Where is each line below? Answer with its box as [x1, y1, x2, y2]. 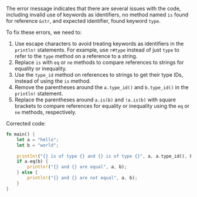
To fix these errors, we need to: [6, 29, 82, 36]
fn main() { [6, 131, 35, 137]
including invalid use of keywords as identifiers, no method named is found [6, 11, 189, 18]
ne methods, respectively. [14, 108, 77, 116]
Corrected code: [6, 120, 46, 127]
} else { [16, 169, 38, 175]
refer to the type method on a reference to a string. [14, 53, 138, 59]
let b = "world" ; [16, 142, 59, 148]
